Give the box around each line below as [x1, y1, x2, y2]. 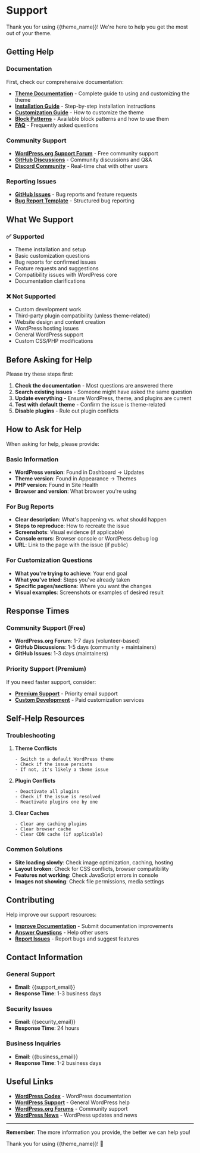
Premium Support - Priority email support [14, 690, 118, 697]
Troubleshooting [6, 732, 55, 740]
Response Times [6, 606, 70, 616]
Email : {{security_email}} [14, 1018, 76, 1026]
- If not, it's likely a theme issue [14, 767, 109, 773]
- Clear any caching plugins [14, 821, 87, 827]
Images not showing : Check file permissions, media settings [14, 877, 164, 885]
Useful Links [6, 1077, 54, 1087]
